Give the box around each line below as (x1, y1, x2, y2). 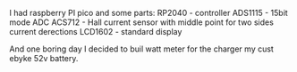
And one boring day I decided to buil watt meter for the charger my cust (9, 44, 275, 54)
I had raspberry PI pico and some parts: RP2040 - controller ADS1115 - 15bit (9, 8, 288, 18)
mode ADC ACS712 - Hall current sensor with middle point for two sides (9, 17, 275, 28)
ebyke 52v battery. (9, 53, 79, 63)
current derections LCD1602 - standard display (9, 27, 182, 36)
